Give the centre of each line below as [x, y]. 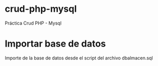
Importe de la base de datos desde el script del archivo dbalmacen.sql [79, 58]
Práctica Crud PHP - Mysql [33, 23]
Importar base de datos [55, 44]
